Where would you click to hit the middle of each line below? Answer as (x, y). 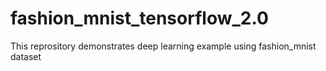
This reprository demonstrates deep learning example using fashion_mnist (163, 46)
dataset (26, 56)
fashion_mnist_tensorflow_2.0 (139, 18)
